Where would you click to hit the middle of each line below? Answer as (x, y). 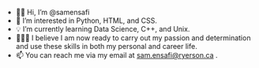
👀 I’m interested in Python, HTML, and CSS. (86, 21)
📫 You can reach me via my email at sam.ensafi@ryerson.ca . (117, 55)
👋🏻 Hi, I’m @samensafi (53, 12)
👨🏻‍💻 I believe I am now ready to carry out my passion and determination (133, 38)
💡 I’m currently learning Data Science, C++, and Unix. (103, 29)
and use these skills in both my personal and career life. (106, 46)
